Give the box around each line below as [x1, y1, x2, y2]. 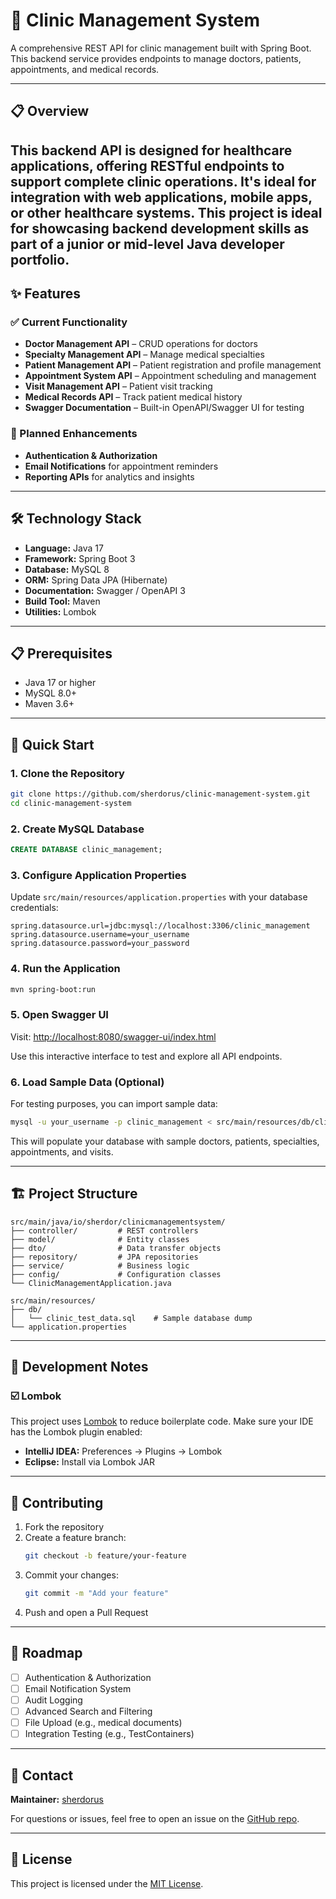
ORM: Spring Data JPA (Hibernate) [24, 574, 168, 586]
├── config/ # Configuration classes [10, 1269, 222, 1279]
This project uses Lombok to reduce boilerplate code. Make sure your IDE [10, 1415, 314, 1428]
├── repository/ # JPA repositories [10, 1252, 199, 1262]
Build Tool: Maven [24, 595, 101, 607]
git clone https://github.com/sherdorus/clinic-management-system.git [10, 789, 311, 799]
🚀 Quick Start [10, 736, 95, 753]
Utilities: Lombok [24, 605, 97, 618]
